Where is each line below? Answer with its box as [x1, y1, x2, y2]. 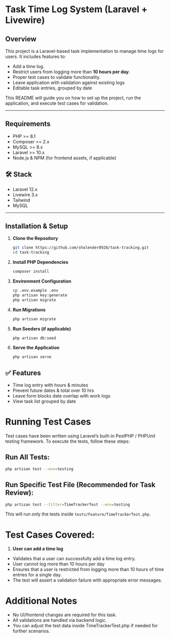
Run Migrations [12, 307, 46, 313]
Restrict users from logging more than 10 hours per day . [12, 69, 131, 75]
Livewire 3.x [12, 192, 38, 198]
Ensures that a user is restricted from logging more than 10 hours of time [12, 566, 164, 572]
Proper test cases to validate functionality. [12, 74, 101, 80]
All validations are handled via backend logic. [12, 617, 107, 623]
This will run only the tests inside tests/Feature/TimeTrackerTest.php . [5, 511, 151, 517]
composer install [12, 269, 50, 274]
